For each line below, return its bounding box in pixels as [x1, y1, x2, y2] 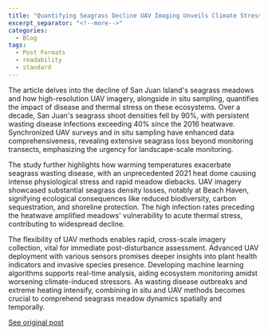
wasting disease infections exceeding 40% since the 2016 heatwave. [8, 119, 235, 128]
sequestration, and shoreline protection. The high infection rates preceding [8, 202, 255, 212]
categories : [8, 26, 48, 34]
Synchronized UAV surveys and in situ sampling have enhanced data [8, 127, 235, 137]
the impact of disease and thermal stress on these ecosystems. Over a [8, 102, 241, 111]
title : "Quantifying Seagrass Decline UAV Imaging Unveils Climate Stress [8, 11, 262, 20]
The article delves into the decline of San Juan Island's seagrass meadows [8, 85, 254, 95]
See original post [8, 317, 64, 327]
